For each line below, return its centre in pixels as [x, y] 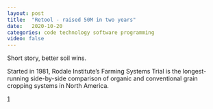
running [18, 78]
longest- [195, 72]
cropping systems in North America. [58, 86]
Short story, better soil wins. [47, 58]
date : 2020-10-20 [35, 26]
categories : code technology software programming [81, 32]
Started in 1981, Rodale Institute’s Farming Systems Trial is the [94, 72]
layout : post [26, 13]
